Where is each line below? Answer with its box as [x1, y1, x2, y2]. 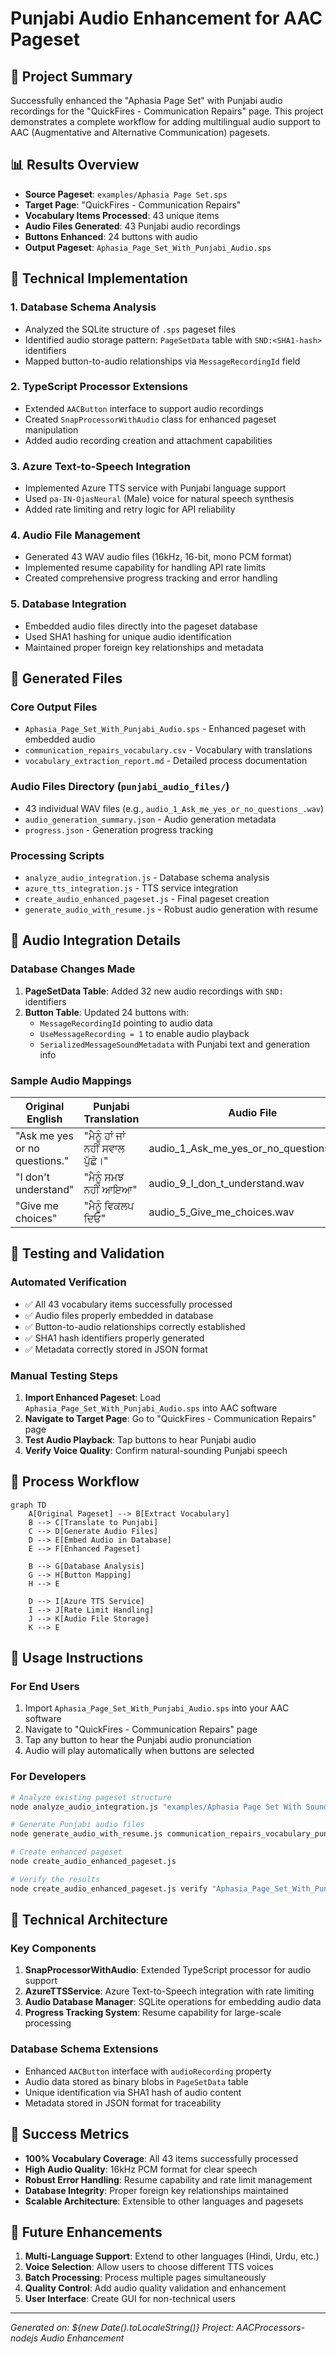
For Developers [10, 1770, 87, 1784]
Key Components [10, 1942, 97, 1956]
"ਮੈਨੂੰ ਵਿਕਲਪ [83, 1198, 135, 1212]
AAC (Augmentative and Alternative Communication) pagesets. [10, 127, 271, 138]
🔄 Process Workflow [10, 1473, 140, 1491]
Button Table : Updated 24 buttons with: [24, 1006, 190, 1018]
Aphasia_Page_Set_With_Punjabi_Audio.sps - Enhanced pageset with [24, 723, 307, 735]
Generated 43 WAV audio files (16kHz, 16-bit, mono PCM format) [24, 551, 292, 563]
